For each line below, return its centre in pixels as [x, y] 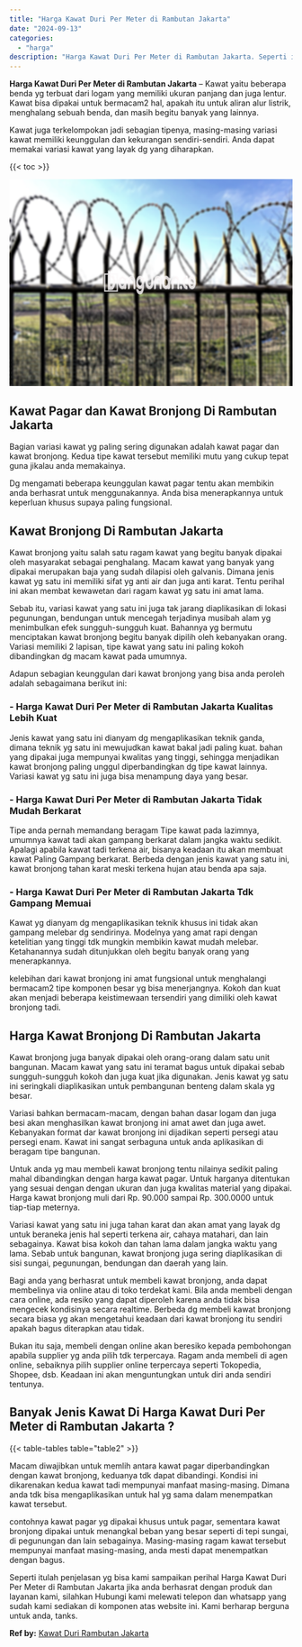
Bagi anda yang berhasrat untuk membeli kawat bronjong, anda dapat [138, 1280]
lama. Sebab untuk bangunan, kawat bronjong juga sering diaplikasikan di [146, 1253]
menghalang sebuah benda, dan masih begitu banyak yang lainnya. [134, 113]
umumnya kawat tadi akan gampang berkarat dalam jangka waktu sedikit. [146, 839]
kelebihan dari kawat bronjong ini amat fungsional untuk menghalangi [138, 979]
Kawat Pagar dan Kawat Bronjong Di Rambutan [143, 412]
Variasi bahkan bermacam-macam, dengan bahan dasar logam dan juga [143, 1112]
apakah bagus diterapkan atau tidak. [77, 1328]
